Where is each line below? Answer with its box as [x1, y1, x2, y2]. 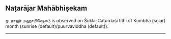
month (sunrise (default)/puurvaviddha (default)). [5, 23, 108, 29]
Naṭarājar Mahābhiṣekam [5, 4, 88, 13]
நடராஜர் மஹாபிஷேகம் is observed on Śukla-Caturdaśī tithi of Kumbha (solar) [5, 17, 166, 23]
